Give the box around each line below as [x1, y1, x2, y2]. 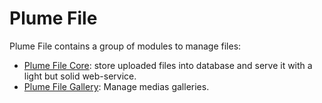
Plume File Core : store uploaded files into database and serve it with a [23, 59, 313, 71]
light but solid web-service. [23, 70, 137, 82]
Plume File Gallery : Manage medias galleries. [23, 80, 210, 92]
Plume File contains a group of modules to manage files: [9, 40, 242, 52]
